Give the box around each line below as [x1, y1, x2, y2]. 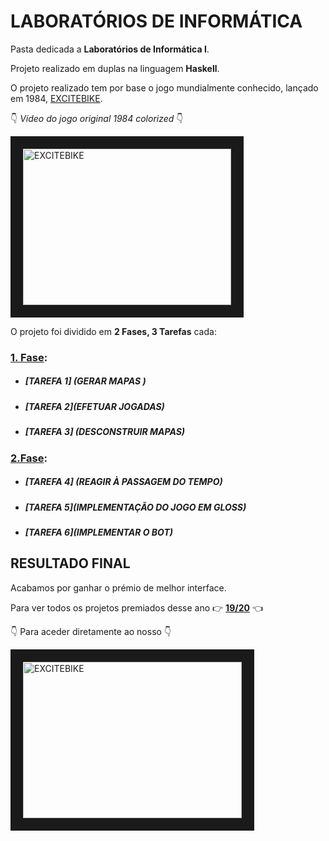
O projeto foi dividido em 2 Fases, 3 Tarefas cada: [10, 325, 217, 337]
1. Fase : [10, 350, 48, 364]
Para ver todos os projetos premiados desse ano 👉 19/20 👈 [10, 601, 263, 614]
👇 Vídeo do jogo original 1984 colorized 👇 [10, 112, 184, 124]
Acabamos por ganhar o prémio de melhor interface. [10, 581, 227, 594]
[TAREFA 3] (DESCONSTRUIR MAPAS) [24, 426, 186, 438]
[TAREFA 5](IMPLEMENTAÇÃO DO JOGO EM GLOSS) [24, 501, 247, 513]
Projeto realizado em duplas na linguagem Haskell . [10, 62, 220, 74]
